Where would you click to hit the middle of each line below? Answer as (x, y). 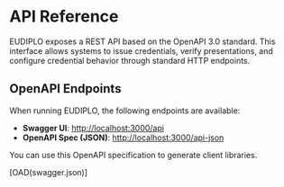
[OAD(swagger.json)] (49, 172)
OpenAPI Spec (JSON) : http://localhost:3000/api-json (123, 138)
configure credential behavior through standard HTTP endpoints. (130, 60)
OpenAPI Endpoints (65, 89)
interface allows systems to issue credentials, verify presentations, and (141, 50)
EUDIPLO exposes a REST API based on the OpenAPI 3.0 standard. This (142, 41)
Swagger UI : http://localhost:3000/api (93, 128)
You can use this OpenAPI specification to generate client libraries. (133, 155)
